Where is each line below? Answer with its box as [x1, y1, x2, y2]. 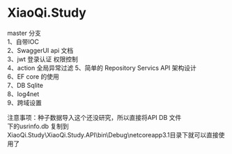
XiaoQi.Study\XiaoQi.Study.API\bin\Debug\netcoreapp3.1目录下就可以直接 [7, 130, 219, 139]
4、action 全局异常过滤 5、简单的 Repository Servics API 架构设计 [7, 63, 197, 72]
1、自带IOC [7, 37, 40, 46]
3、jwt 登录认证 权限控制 [7, 54, 78, 63]
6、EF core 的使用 [7, 72, 59, 81]
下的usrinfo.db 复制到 [7, 122, 70, 130]
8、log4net [7, 89, 40, 98]
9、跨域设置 [7, 98, 42, 107]
